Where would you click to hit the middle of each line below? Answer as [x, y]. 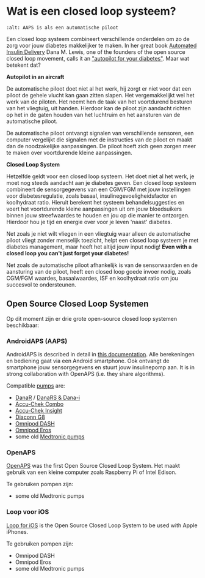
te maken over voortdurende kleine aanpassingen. [69, 152]
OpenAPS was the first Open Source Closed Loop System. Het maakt [93, 466]
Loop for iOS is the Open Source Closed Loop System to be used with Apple [102, 525]
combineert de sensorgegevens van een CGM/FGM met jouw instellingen [99, 189]
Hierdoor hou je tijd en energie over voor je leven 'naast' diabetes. [89, 222]
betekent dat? [23, 65]
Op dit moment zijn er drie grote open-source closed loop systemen [92, 318]
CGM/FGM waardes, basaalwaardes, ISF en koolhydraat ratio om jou [92, 278]
